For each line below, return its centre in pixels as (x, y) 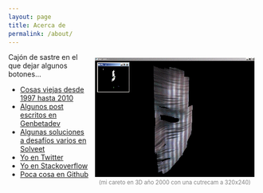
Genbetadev (40, 124)
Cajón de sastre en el (43, 57)
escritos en (38, 115)
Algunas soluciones (52, 132)
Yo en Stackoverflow (54, 166)
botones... (25, 74)
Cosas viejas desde (52, 90)
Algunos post (41, 107)
